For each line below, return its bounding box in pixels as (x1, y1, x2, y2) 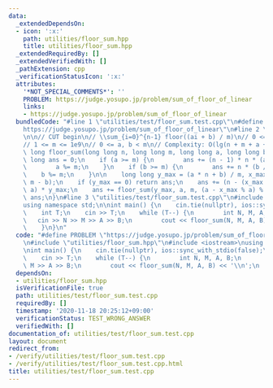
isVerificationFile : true (15, 284, 104, 293)
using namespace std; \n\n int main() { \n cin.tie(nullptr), (23, 201, 238, 209)
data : (8, 11, 27, 20)
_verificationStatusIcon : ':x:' (15, 72, 126, 81)
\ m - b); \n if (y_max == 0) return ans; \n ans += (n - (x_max (23, 178, 264, 187)
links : (23, 102, 45, 111)
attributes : (15, 80, 57, 88)
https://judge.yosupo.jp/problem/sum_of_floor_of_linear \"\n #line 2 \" (23, 125, 271, 133)
